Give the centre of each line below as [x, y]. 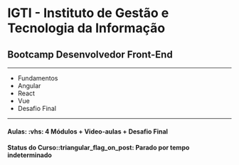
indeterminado [30, 155]
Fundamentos [38, 78]
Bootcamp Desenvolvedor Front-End [90, 54]
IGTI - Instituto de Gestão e [88, 13]
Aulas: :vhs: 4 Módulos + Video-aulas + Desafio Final [88, 131]
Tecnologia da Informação [86, 28]
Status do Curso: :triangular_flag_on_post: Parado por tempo [99, 148]
